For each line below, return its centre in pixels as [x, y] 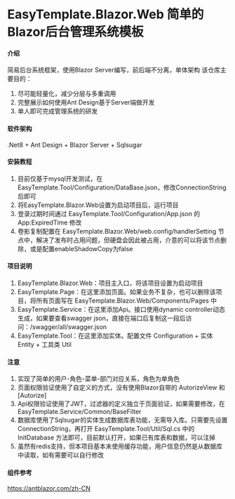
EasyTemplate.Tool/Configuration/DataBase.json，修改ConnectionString [122, 187]
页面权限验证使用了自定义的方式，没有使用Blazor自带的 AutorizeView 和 [121, 387]
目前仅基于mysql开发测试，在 [60, 178]
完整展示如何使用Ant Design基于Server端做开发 [86, 102]
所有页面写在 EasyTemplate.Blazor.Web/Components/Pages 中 [127, 300]
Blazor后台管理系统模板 [75, 32]
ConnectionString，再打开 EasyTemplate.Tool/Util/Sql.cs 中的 [106, 429]
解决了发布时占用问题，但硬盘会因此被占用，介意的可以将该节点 [128, 240]
